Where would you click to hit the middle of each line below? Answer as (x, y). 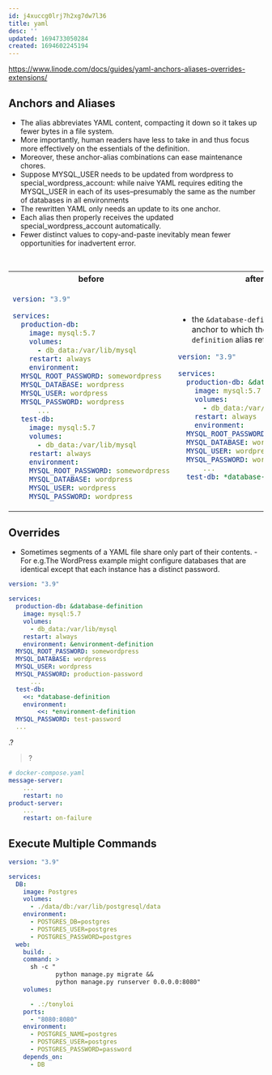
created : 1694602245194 (49, 46)
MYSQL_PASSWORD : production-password (79, 674)
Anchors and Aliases (62, 103)
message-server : (36, 780)
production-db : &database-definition (79, 607)
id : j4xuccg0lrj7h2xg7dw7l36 (57, 16)
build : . (38, 952)
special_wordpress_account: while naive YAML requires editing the (131, 182)
